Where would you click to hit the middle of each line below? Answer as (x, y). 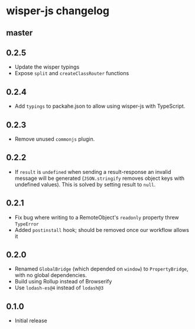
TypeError (27, 224)
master (19, 33)
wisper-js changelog (58, 11)
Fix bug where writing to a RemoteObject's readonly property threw (97, 217)
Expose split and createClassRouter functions (72, 73)
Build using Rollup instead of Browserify (63, 282)
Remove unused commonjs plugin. (55, 139)
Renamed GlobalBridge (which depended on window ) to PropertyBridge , (101, 269)
